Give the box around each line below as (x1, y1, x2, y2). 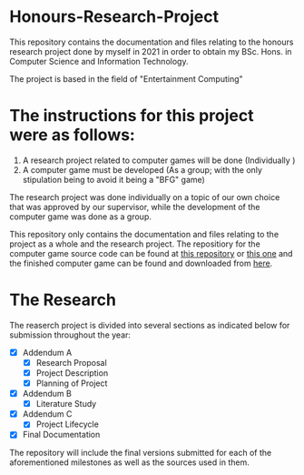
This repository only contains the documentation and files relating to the (9, 228, 279, 239)
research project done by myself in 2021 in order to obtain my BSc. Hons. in (9, 45, 292, 56)
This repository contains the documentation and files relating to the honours (9, 36, 294, 47)
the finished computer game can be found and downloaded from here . (9, 258, 273, 268)
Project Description (35, 367, 109, 379)
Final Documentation (22, 430, 101, 440)
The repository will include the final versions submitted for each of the (9, 448, 272, 459)
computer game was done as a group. (9, 211, 152, 222)
